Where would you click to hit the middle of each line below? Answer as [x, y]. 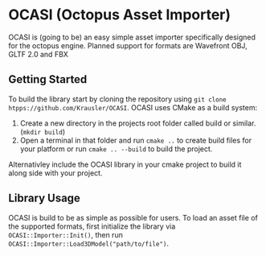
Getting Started [48, 79]
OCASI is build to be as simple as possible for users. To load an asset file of [133, 217]
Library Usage [44, 198]
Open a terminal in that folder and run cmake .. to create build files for [135, 140]
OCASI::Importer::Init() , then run [65, 234]
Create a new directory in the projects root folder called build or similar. [138, 123]
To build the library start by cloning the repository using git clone [117, 99]
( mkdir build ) [43, 131]
